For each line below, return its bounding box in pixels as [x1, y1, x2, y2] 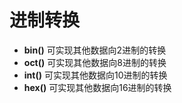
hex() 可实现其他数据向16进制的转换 [23, 81, 172, 93]
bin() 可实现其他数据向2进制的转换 [23, 44, 167, 56]
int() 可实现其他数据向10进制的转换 [23, 69, 168, 81]
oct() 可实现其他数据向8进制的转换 [23, 56, 167, 68]
